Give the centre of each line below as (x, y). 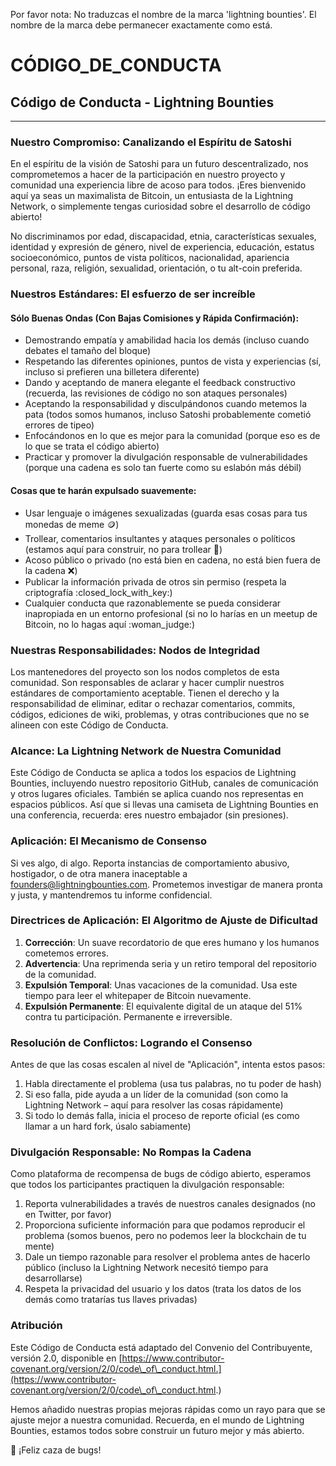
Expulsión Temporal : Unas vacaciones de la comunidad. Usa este (161, 985)
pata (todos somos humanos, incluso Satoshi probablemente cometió (168, 415)
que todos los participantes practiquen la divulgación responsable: (147, 1185)
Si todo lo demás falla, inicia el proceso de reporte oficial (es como (162, 1116)
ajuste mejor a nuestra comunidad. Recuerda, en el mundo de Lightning (157, 1420)
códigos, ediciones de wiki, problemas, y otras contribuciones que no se (160, 714)
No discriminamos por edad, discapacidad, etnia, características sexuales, (163, 236)
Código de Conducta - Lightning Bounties (142, 102)
